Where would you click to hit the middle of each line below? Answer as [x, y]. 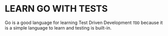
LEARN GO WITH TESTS [56, 9]
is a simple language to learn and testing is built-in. [58, 27]
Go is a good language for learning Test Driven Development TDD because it [84, 22]
